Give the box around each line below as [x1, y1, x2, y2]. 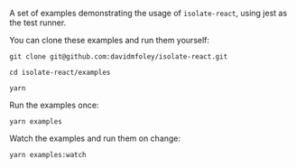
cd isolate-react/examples [9, 68, 111, 77]
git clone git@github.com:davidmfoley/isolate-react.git [9, 52, 228, 61]
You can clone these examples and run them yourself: [9, 35, 210, 45]
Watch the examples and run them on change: [9, 133, 181, 144]
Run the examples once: [9, 99, 99, 110]
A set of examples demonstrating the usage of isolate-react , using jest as [9, 8, 288, 18]
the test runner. [9, 17, 67, 28]
